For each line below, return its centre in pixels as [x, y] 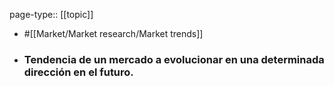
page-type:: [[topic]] [51, 14]
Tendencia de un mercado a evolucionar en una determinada [174, 59]
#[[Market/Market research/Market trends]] [113, 33]
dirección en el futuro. [78, 72]
